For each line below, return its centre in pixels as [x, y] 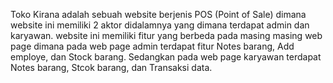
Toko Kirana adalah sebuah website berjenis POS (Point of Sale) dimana [158, 14]
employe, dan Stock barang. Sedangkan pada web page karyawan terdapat [166, 57]
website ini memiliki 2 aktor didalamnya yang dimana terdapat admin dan [160, 25]
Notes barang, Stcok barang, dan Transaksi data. [111, 67]
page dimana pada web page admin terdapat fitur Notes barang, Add [152, 46]
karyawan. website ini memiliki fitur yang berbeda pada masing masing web [166, 35]
